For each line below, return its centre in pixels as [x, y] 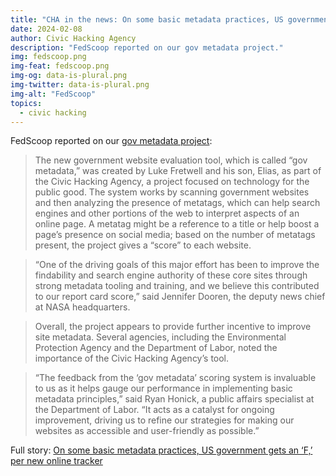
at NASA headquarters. [82, 307]
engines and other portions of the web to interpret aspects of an [167, 213]
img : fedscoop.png [48, 57]
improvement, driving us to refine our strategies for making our [164, 420]
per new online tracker [56, 461]
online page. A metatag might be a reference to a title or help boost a [177, 224]
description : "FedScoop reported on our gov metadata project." [147, 47]
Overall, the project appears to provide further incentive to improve [173, 327]
